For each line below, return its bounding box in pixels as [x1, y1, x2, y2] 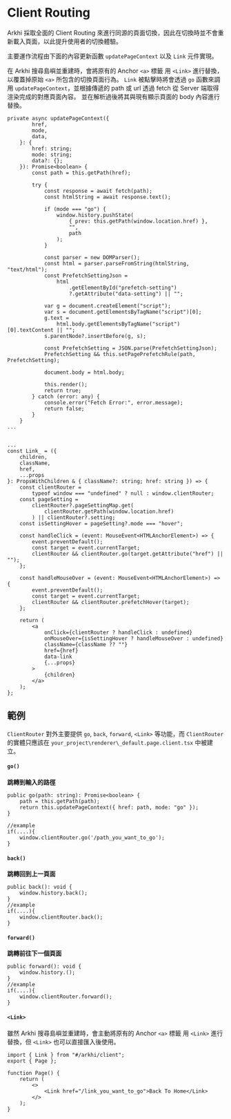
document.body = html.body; [43, 368, 125, 376]
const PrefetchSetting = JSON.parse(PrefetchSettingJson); [43, 344, 217, 352]
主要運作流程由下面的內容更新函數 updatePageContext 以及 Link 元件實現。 [7, 52, 219, 60]
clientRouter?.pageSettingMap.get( [32, 502, 134, 509]
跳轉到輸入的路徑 [7, 778, 56, 786]
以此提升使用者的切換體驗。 [43, 37, 122, 46]
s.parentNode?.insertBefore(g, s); [43, 332, 147, 339]
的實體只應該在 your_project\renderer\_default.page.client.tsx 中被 [7, 738, 208, 746]
